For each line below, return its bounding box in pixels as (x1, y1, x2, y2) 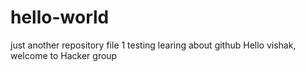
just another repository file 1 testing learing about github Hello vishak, (10, 39, 297, 51)
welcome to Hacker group (10, 49, 118, 61)
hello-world (10, 6, 110, 29)
